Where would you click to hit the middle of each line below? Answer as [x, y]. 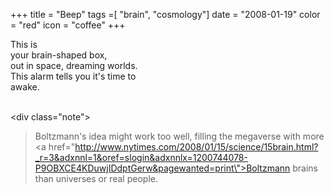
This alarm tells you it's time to [73, 76]
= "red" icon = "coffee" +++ [68, 25]
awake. [25, 87]
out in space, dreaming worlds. [74, 65]
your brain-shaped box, [59, 55]
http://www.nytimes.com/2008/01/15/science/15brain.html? [196, 147]
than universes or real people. [96, 178]
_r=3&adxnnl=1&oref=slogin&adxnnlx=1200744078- [141, 157]
